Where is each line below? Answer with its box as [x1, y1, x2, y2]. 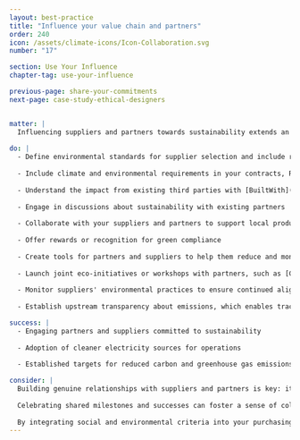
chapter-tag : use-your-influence [9, 71, 134, 80]
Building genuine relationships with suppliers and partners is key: [17, 385, 281, 393]
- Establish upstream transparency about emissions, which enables [17, 302, 274, 311]
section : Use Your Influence [9, 63, 118, 72]
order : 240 [9, 30, 50, 38]
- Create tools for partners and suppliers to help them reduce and [17, 252, 278, 261]
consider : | [9, 377, 54, 385]
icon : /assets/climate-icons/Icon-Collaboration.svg [9, 38, 210, 47]
